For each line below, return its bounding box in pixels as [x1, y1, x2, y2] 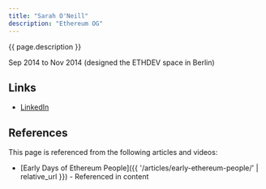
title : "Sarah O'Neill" [8, 11, 89, 20]
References [8, 126, 68, 140]
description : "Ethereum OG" [8, 19, 104, 28]
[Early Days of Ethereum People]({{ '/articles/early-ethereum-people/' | [19, 163, 259, 173]
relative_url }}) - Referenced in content [19, 172, 149, 182]
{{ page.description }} [8, 41, 82, 51]
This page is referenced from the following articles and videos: [8, 148, 218, 157]
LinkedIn [19, 102, 49, 112]
